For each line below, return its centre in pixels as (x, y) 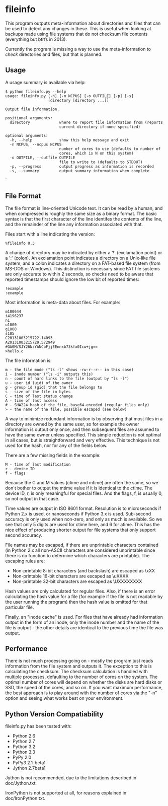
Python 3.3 (24, 752)
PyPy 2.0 (22, 757)
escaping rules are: (25, 561)
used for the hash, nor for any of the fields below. (56, 445)
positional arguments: (29, 118)
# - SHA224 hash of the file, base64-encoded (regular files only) (77, 405)
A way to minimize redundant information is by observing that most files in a (84, 418)
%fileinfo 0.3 (20, 243)
